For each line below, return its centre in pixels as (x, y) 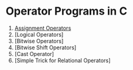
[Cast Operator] (34, 54)
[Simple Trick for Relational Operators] (62, 60)
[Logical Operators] (39, 34)
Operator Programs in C (66, 11)
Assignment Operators (43, 28)
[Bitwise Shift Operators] (45, 47)
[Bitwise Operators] (39, 41)
